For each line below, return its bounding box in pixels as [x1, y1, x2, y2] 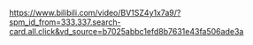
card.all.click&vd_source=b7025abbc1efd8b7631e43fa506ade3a [9, 26, 244, 36]
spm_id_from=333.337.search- [9, 17, 121, 27]
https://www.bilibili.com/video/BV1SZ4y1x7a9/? [9, 8, 181, 18]
